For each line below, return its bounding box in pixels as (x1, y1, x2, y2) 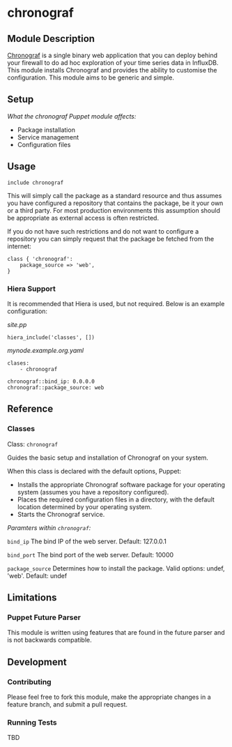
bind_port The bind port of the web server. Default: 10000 (7, 550, 174, 559)
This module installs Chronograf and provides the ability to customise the (7, 66, 217, 74)
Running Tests (7, 717, 57, 727)
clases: (7, 359, 30, 367)
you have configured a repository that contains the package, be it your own (7, 199, 224, 207)
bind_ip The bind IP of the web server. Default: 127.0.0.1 (7, 537, 167, 545)
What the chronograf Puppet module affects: (7, 112, 137, 120)
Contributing (7, 677, 52, 686)
